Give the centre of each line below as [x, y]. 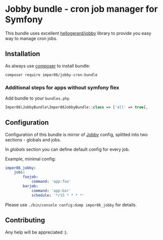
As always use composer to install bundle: [48, 66]
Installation [23, 54]
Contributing [25, 220]
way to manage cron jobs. [31, 38]
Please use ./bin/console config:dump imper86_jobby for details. [71, 205]
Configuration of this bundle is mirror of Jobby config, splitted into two [77, 135]
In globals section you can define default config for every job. [68, 149]
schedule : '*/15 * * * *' [58, 195]
